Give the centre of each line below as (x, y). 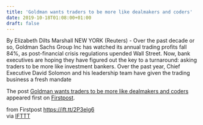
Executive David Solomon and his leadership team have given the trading (98, 73)
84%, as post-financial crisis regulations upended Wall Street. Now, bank (98, 54)
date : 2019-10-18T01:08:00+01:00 (49, 18)
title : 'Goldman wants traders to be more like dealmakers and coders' (99, 12)
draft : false (23, 23)
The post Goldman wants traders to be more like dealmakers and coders (98, 91)
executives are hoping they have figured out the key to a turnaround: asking (102, 60)
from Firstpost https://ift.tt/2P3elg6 (50, 110)
